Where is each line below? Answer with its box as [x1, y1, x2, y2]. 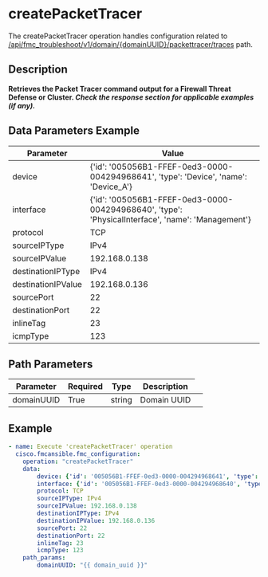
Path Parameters [8, 357, 93, 371]
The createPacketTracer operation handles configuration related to [8, 31, 228, 41]
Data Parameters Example [8, 124, 140, 138]
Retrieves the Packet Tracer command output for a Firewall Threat [8, 84, 231, 93]
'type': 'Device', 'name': [158, 171, 247, 182]
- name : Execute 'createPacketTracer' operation [8, 443, 173, 451]
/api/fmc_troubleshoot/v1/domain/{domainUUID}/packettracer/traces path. [8, 39, 253, 49]
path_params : [22, 554, 66, 562]
